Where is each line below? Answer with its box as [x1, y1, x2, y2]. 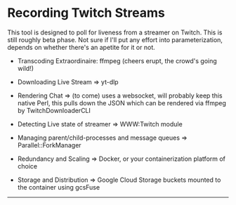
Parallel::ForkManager [17, 140, 82, 149]
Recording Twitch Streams [7, 5, 165, 21]
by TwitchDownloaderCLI [17, 106, 91, 114]
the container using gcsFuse [17, 183, 100, 191]
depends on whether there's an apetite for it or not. [7, 43, 156, 51]
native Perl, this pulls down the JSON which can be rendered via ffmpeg [17, 98, 227, 107]
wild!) [17, 64, 34, 72]
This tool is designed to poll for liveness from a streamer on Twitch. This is [7, 28, 223, 37]
